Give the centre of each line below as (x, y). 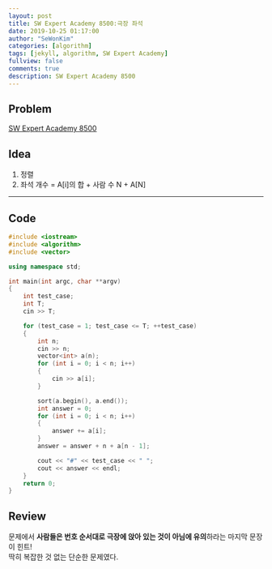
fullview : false (36, 62)
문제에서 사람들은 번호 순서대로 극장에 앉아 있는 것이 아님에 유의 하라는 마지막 (128, 537)
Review (28, 516)
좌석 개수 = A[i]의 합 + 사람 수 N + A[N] (83, 185)
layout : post (30, 16)
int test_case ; (49, 297)
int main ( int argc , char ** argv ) (65, 281)
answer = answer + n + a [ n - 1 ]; (94, 447)
